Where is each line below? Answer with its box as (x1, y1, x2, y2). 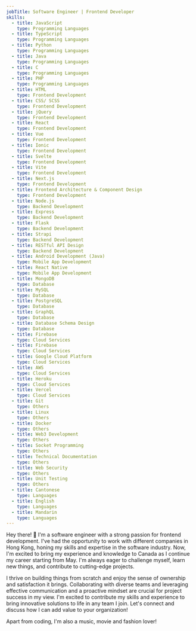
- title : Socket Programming (11, 443, 84, 449)
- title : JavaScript (11, 20, 63, 26)
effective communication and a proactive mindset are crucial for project (6, 587, 182, 595)
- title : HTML (11, 87, 46, 93)
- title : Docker (11, 420, 52, 426)
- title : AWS (11, 364, 44, 371)
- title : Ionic (11, 142, 49, 148)
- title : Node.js (11, 198, 55, 204)
